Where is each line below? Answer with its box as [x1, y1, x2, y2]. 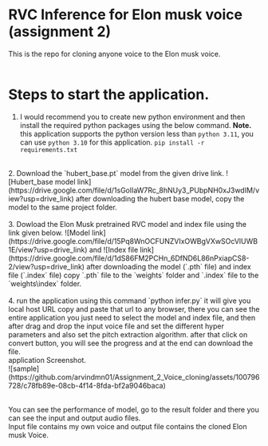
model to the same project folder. [8, 202, 117, 212]
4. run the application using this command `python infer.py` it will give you [8, 296, 251, 305]
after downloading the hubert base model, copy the [75, 193, 245, 203]
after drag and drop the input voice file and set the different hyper [8, 321, 225, 331]
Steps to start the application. [8, 86, 210, 104]
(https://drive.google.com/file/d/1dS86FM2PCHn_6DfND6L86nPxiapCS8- [8, 253, 250, 263]
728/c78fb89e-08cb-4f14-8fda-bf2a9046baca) [8, 380, 166, 390]
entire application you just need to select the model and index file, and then [8, 313, 256, 322]
